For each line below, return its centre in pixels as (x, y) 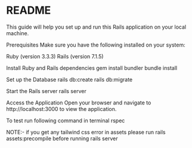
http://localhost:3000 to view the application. (61, 109)
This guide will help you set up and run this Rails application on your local (96, 27)
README (29, 10)
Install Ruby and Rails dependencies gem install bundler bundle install (92, 68)
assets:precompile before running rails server (62, 138)
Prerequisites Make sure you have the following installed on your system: (96, 45)
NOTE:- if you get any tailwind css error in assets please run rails (86, 132)
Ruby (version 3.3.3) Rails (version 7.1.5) (55, 56)
